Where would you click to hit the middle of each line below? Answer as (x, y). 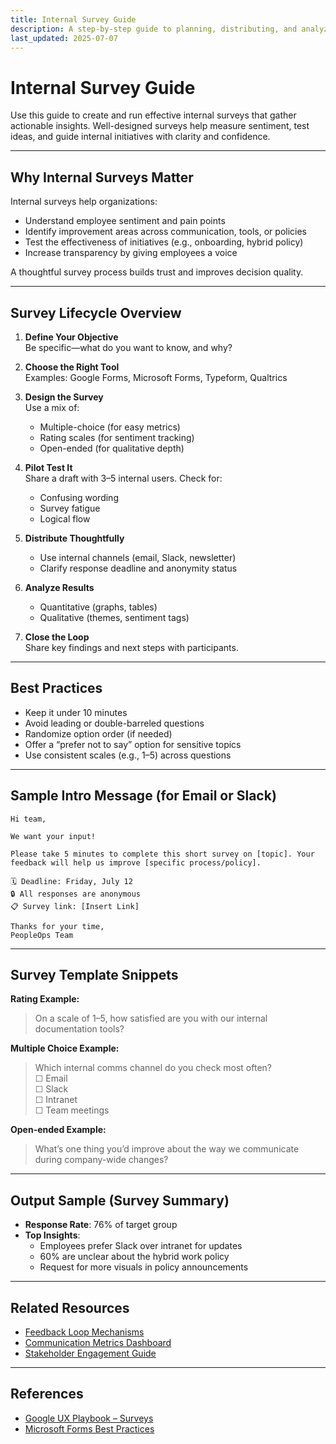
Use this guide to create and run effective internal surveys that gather (153, 115)
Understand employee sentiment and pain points (125, 221)
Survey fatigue (70, 508)
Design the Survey (64, 397)
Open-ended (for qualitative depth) (112, 448)
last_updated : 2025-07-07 (64, 38)
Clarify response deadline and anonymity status (138, 568)
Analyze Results (59, 587)
